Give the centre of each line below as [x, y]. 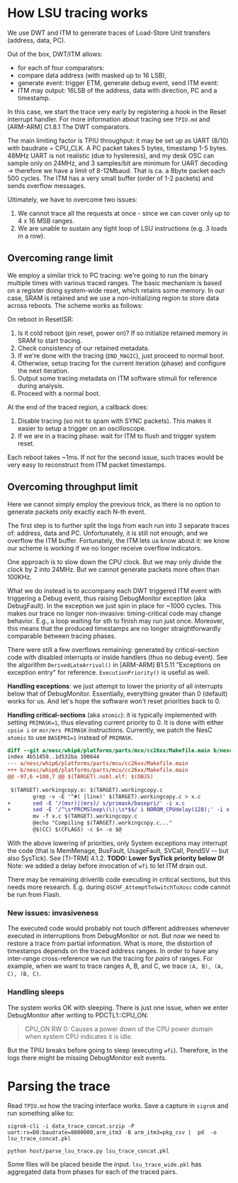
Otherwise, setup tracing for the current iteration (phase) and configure [122, 363]
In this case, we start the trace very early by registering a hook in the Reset [117, 111]
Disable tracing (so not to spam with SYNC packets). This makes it [114, 421]
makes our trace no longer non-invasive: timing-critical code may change [114, 613]
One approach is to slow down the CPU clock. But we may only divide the [114, 561]
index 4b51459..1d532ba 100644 [53, 757]
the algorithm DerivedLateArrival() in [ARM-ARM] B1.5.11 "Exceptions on [114, 664]
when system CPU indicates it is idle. [79, 1036]
